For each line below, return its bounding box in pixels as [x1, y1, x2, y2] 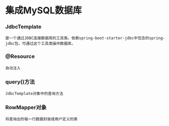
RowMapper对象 [5, 104, 47, 111]
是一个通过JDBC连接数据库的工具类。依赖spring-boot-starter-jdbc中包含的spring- [5, 36, 165, 41]
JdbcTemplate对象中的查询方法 [5, 91, 64, 96]
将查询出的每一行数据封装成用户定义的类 [5, 117, 78, 122]
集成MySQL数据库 [5, 5, 82, 16]
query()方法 [5, 78, 35, 85]
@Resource [5, 53, 35, 60]
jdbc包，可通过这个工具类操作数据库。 [5, 41, 76, 46]
